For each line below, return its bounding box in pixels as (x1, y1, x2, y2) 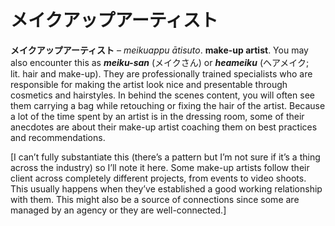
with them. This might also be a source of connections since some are (10, 193, 300, 205)
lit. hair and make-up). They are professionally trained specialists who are (10, 67, 313, 80)
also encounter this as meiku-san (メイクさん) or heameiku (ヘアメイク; (10, 56, 310, 68)
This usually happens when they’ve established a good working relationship (10, 182, 323, 195)
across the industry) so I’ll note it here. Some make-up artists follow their (10, 161, 310, 173)
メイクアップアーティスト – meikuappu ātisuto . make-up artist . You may (10, 44, 309, 56)
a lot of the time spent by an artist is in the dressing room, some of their (10, 110, 305, 122)
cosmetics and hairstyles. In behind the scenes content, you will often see (10, 89, 315, 101)
